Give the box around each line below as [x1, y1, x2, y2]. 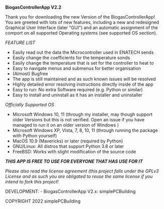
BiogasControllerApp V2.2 [5, 5, 62, 10]
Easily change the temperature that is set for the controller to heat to [12, 60, 154, 66]
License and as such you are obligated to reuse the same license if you [5, 173, 153, 179]
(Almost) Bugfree [12, 71, 49, 77]
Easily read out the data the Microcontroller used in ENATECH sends [12, 50, 154, 55]
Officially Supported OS [5, 102, 54, 107]
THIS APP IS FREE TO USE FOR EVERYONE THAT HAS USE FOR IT [5, 158, 143, 164]
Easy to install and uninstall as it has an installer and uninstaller [12, 92, 143, 98]
